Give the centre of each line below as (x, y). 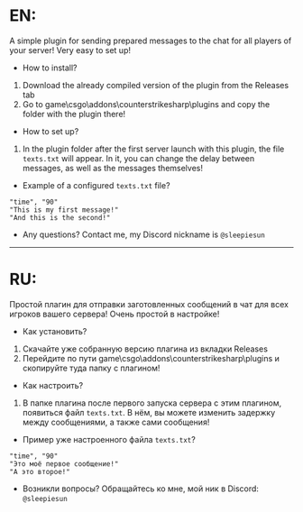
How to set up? (50, 131)
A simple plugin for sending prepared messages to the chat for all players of (151, 41)
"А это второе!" (40, 471)
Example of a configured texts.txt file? (96, 185)
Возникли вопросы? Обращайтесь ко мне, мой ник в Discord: (141, 489)
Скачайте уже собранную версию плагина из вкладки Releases (145, 349)
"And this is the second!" (60, 217)
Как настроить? (53, 385)
